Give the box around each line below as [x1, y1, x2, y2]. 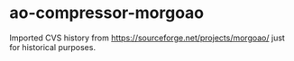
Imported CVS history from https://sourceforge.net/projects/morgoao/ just [9, 32, 286, 43]
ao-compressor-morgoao [9, 3, 205, 23]
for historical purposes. [9, 41, 96, 52]
